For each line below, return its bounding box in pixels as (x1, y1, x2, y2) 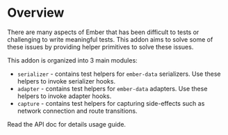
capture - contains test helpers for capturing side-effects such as (17, 99, 205, 107)
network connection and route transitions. (17, 106, 138, 115)
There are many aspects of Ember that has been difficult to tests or (7, 28, 199, 36)
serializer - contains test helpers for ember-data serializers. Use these (17, 70, 221, 78)
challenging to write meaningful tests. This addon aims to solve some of (7, 35, 213, 43)
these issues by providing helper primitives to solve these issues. (7, 42, 194, 51)
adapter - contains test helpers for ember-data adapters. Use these (17, 84, 208, 93)
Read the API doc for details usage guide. (7, 120, 127, 128)
